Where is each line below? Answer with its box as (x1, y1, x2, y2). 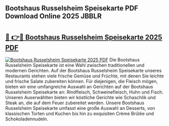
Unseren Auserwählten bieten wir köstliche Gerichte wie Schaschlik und (5, 95, 156, 100)
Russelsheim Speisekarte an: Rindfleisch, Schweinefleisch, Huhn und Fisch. (5, 89, 164, 95)
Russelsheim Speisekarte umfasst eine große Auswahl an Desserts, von (5, 105, 155, 111)
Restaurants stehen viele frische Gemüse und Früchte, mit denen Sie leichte (5, 73, 164, 79)
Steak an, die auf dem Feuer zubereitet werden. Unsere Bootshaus (5, 100, 145, 106)
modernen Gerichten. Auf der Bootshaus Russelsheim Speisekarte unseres (5, 68, 162, 73)
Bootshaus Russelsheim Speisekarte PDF (5, 4, 139, 13)
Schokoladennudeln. (5, 116, 48, 122)
